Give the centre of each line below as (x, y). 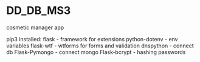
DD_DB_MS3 (39, 11)
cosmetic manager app (35, 27)
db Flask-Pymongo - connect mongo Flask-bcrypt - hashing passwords (96, 52)
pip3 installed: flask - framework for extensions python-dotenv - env (92, 39)
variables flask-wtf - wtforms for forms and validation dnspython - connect (100, 46)
